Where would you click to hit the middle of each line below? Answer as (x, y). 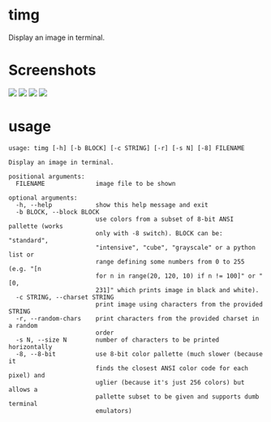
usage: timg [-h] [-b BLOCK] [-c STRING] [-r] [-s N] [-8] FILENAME (127, 148)
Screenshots (52, 70)
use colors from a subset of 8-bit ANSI (164, 219)
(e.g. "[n (25, 269)
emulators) (114, 411)
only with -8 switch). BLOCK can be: (159, 233)
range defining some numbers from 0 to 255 (170, 261)
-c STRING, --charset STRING (65, 297)
